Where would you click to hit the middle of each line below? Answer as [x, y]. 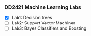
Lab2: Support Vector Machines [44, 23]
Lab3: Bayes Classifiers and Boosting [49, 28]
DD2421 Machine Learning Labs [43, 7]
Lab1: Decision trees [32, 18]
